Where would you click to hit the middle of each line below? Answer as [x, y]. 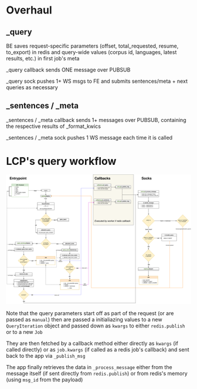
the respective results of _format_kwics [54, 126]
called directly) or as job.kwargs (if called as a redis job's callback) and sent [98, 350]
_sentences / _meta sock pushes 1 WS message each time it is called [89, 137]
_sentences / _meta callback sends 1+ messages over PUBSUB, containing [96, 120]
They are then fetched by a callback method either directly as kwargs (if [92, 343]
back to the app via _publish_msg [46, 356]
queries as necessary [32, 87]
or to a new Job [24, 332]
